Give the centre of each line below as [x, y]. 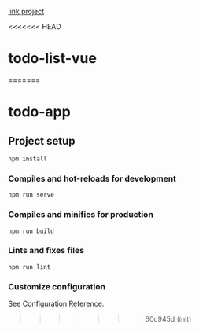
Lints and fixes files [46, 251]
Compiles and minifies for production [81, 215]
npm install [28, 159]
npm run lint [29, 267]
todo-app [39, 112]
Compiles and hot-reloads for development [92, 178]
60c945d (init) [168, 319]
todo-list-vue [52, 59]
